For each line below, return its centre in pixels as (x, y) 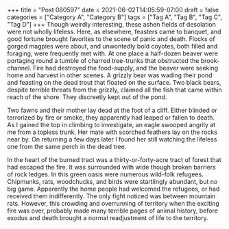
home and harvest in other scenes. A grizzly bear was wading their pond (110, 75)
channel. (20, 68)
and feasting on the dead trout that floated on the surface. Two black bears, (114, 82)
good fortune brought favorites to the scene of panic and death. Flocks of (111, 39)
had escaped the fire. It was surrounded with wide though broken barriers (111, 167)
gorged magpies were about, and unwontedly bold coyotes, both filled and (112, 46)
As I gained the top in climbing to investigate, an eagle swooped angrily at (111, 125)
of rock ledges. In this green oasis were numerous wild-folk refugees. (105, 174)
